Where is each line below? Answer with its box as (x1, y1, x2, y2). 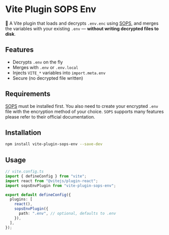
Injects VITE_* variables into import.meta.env (12, 70, 106, 76)
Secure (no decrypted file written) (12, 75, 83, 81)
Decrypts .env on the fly (12, 59, 63, 65)
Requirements (5, 90, 50, 98)
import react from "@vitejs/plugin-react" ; (5, 178, 98, 184)
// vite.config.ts (5, 169, 44, 174)
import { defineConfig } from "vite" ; (5, 173, 87, 179)
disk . (5, 31, 16, 37)
